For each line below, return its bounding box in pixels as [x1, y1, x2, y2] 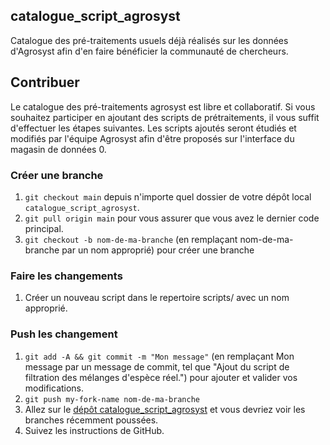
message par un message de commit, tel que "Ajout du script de [24, 360, 290, 373]
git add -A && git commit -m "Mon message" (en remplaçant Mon [24, 350, 295, 362]
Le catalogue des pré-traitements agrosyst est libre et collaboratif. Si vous [10, 100, 316, 113]
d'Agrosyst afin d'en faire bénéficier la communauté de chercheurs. [10, 45, 289, 57]
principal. [24, 222, 64, 234]
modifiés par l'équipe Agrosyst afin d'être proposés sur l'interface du [10, 132, 295, 144]
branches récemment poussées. [24, 414, 159, 426]
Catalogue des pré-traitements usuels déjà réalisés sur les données [10, 34, 289, 46]
